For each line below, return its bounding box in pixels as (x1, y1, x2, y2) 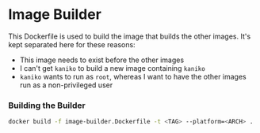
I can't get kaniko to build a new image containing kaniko (19, 63, 206, 72)
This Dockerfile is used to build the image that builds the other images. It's (8, 31, 251, 41)
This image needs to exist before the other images (19, 55, 185, 65)
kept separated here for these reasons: (8, 39, 136, 49)
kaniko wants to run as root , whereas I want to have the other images (19, 72, 247, 81)
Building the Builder (8, 100, 86, 111)
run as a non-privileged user (19, 80, 113, 90)
